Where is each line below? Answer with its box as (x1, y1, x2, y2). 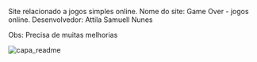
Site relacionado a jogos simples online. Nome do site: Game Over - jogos (8, 7, 249, 16)
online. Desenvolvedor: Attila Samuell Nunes (8, 15, 153, 24)
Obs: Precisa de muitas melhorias (8, 31, 118, 39)
